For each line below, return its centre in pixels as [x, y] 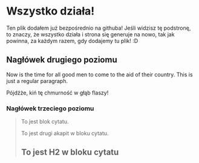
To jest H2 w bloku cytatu [70, 152]
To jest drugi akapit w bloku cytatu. [65, 133]
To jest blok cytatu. [45, 122]
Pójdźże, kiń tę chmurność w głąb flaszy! [57, 93]
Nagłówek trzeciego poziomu [50, 108]
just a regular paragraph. [37, 81]
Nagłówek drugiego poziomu [62, 60]
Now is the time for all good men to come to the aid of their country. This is [99, 75]
